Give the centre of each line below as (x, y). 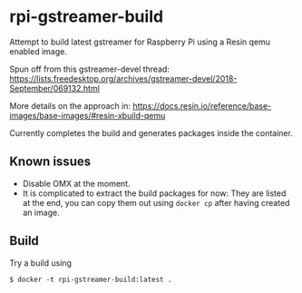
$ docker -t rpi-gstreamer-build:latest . (91, 279)
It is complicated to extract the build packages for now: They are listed (154, 193)
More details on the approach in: (70, 105)
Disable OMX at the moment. (76, 183)
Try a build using (41, 263)
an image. (41, 212)
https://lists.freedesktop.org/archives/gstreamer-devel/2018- (123, 78)
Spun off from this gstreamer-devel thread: (90, 69)
